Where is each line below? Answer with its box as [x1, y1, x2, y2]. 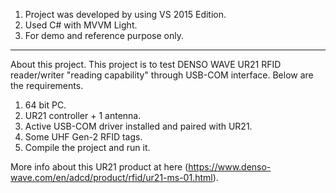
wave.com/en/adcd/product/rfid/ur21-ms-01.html [10, 172, 213, 183]
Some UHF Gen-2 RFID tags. [24, 131, 143, 143]
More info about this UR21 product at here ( [10, 161, 189, 173]
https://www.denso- [188, 161, 272, 173]
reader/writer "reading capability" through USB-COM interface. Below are [10, 69, 314, 81]
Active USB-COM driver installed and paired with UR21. [24, 120, 253, 132]
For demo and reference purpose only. [24, 30, 184, 41]
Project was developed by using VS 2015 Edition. [24, 9, 227, 20]
